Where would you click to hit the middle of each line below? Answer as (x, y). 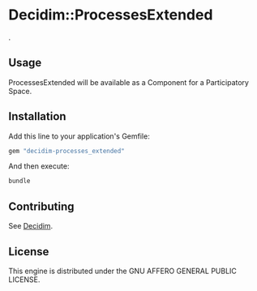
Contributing (41, 206)
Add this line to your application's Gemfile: (79, 136)
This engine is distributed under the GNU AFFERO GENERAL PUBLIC (123, 271)
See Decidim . (31, 226)
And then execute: (39, 166)
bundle (19, 181)
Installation (37, 116)
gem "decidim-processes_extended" (67, 151)
